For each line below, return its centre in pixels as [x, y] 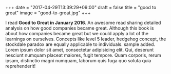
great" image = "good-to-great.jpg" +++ [48, 13]
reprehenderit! [21, 66]
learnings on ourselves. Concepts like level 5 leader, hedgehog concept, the [86, 39]
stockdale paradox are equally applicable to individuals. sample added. [80, 44]
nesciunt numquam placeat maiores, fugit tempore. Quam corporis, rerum [83, 55]
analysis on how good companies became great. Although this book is [80, 28]
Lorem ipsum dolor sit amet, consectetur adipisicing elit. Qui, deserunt [80, 50]
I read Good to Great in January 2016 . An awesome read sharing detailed [83, 23]
